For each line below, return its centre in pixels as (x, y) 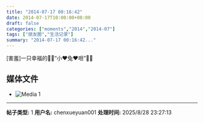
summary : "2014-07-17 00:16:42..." (51, 40)
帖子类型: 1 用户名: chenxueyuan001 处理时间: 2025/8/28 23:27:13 (89, 112)
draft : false (23, 23)
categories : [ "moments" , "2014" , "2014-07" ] (61, 29)
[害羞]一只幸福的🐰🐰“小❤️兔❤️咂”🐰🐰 (49, 58)
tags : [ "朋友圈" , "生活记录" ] (40, 35)
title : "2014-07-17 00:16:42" (45, 12)
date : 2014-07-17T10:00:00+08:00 (49, 18)
